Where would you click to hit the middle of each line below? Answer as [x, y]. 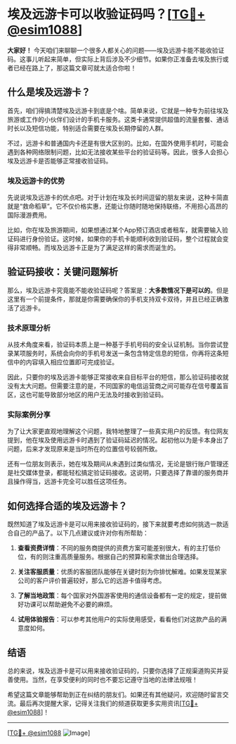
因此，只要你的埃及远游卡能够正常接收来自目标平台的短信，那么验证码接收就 [118, 377]
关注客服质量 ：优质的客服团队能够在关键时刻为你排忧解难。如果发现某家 [122, 572]
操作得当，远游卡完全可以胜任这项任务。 [72, 482]
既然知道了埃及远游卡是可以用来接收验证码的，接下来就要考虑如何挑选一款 [115, 524]
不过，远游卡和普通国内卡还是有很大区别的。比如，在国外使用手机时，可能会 [118, 143]
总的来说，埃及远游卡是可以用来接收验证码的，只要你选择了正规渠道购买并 [115, 671]
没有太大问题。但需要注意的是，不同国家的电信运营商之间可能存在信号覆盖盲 [118, 386]
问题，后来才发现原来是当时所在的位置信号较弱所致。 [84, 449]
